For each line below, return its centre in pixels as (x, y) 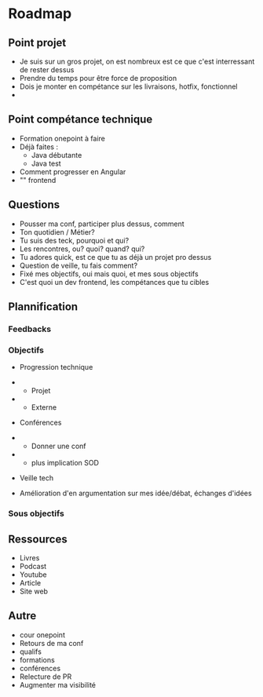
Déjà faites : (39, 147)
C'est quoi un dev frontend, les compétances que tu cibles (114, 282)
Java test (46, 163)
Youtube (33, 575)
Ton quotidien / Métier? (57, 232)
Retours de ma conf (51, 643)
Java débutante (57, 155)
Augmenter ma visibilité (58, 684)
